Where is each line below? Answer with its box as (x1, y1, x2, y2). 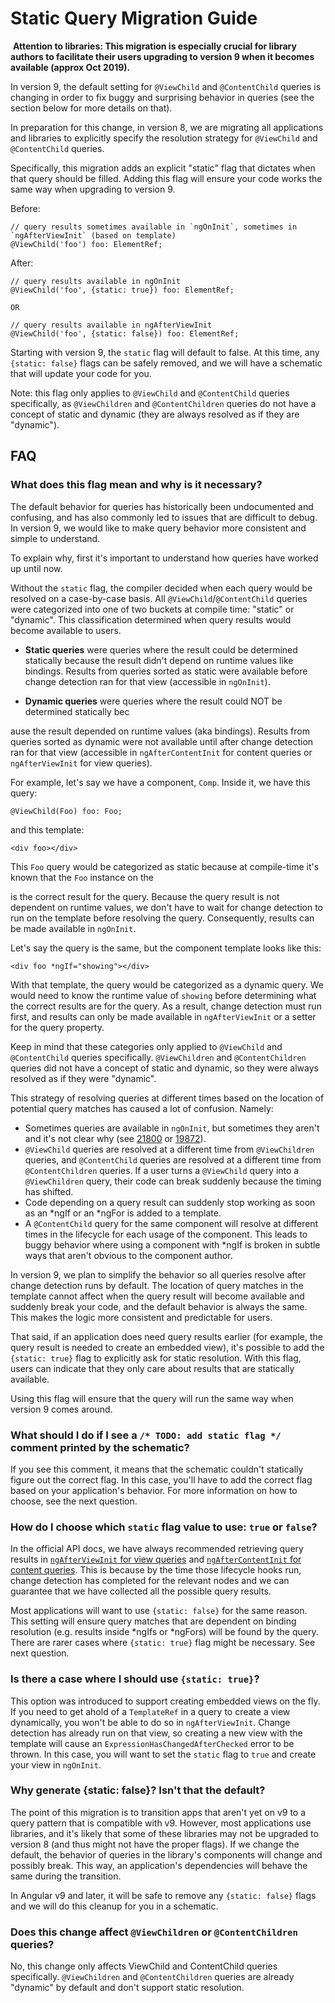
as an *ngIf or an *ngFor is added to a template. (24, 1207, 222, 1219)
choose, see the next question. (10, 1495, 138, 1507)
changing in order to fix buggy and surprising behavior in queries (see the (10, 91, 315, 103)
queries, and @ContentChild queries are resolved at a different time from (24, 1153, 322, 1166)
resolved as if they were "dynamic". (10, 1072, 157, 1084)
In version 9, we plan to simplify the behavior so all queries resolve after (10, 1268, 307, 1281)
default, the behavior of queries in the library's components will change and (10, 1848, 323, 1861)
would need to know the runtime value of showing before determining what (10, 989, 317, 1001)
